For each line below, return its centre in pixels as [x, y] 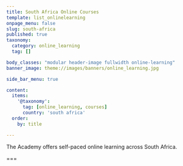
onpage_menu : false [31, 23]
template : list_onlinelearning [46, 18]
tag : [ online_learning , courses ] [65, 107]
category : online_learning [46, 46]
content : [17, 90]
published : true [27, 35]
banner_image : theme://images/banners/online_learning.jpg [83, 68]
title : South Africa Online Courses [53, 12]
